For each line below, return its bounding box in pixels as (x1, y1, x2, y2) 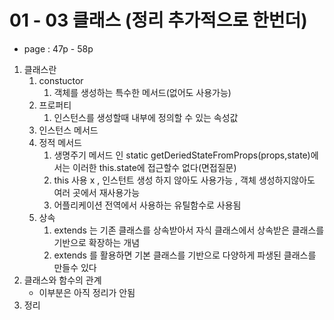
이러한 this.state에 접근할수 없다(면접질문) (72, 161, 237, 173)
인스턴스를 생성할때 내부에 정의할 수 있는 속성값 (53, 111, 239, 123)
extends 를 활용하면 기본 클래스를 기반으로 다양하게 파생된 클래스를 (53, 249, 317, 261)
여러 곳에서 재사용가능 (53, 186, 141, 198)
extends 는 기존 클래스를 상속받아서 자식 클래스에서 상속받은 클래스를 (53, 224, 325, 236)
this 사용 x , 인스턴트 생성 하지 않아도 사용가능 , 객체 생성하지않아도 (53, 174, 316, 186)
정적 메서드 (38, 136, 82, 148)
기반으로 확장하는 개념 (53, 236, 141, 248)
